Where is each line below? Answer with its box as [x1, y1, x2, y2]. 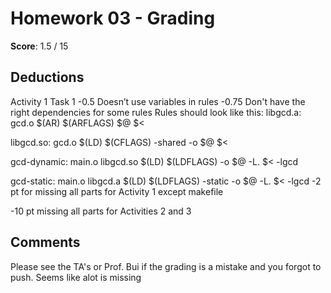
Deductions [10, 69, 85, 86]
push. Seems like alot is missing [10, 271, 142, 283]
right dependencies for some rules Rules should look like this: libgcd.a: [10, 106, 302, 118]
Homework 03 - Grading [10, 7, 216, 30]
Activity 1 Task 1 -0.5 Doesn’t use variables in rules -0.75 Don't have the [10, 95, 306, 107]
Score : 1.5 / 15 [10, 40, 69, 52]
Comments [10, 234, 81, 251]
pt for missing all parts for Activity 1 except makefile [10, 185, 224, 197]
